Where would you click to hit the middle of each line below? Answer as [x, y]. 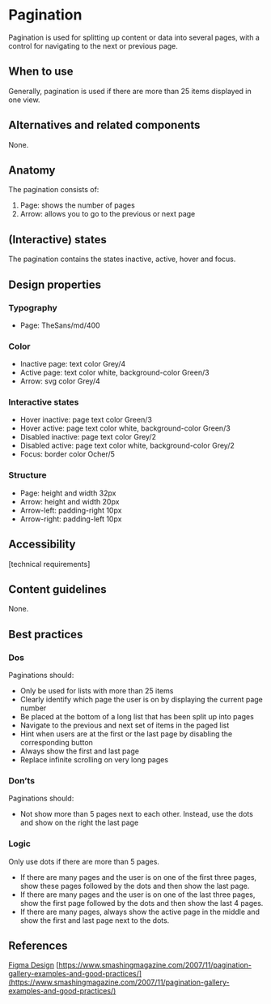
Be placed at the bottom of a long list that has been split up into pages [137, 717]
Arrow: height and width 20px [70, 501]
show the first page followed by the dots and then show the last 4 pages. [142, 903]
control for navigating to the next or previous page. [93, 45]
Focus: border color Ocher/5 [68, 454]
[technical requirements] [49, 564]
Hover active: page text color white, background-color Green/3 [125, 428]
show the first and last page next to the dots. [95, 920]
